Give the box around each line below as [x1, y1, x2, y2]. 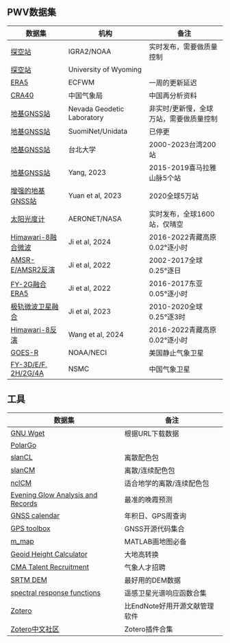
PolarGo [10, 440, 37, 449]
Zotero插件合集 [124, 624, 173, 633]
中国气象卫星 [149, 364, 190, 374]
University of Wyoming [68, 65, 142, 74]
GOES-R [10, 347, 39, 357]
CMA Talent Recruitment [10, 562, 89, 572]
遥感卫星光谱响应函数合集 [124, 588, 207, 598]
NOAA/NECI [68, 347, 107, 357]
